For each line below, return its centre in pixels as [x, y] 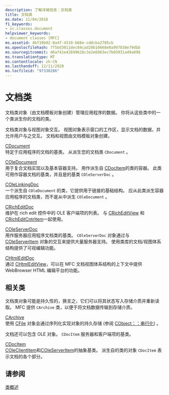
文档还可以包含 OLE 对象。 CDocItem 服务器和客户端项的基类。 [70, 334]
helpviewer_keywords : [28, 33]
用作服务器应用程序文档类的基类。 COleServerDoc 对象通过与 [67, 235]
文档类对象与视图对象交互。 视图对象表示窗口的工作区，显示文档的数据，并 [83, 129]
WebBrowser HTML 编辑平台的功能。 [44, 270]
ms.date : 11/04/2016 [27, 19]
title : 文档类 [19, 15]
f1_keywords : [19, 24]
